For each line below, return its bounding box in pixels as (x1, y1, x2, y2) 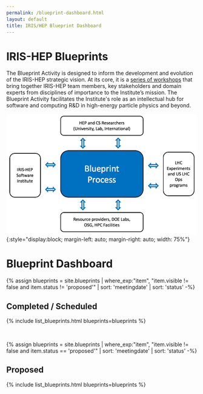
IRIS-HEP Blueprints (6, 49, 108, 63)
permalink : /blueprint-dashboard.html (6, 10, 104, 16)
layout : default (6, 16, 47, 22)
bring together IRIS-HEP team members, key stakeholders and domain (6, 83, 182, 90)
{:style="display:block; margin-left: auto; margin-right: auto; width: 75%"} (6, 236, 190, 243)
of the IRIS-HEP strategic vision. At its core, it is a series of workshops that (6, 76, 193, 83)
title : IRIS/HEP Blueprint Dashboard (6, 22, 102, 29)
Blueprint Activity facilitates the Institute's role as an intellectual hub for (6, 95, 184, 103)
